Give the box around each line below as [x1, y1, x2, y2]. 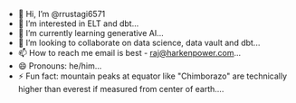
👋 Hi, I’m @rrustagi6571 [17, 9, 106, 19]
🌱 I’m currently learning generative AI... [17, 28, 165, 38]
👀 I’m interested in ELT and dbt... [17, 18, 139, 29]
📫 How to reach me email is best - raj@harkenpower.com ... [17, 48, 242, 58]
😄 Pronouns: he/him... [17, 61, 102, 71]
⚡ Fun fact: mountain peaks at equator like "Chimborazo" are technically [17, 70, 288, 81]
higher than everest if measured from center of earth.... [17, 84, 224, 94]
